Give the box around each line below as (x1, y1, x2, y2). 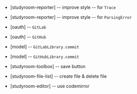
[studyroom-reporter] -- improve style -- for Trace (10, 5, 116, 10)
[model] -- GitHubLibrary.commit (10, 53, 79, 59)
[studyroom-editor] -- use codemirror (10, 83, 90, 89)
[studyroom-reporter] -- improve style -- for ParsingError (10, 14, 132, 20)
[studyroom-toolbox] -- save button (10, 64, 86, 69)
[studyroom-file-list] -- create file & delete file (10, 73, 107, 79)
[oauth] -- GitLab (10, 24, 47, 30)
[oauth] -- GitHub (10, 34, 47, 40)
